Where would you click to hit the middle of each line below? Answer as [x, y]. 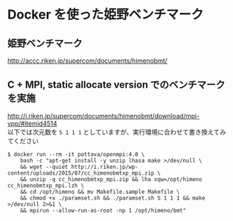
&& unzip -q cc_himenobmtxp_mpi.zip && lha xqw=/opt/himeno [111, 179]
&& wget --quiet [45, 167]
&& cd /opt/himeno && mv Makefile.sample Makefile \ [100, 192]
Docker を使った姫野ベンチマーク [106, 15]
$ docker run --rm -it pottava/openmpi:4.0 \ [76, 154]
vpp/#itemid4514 [32, 123]
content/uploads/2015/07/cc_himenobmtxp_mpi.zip [81, 173]
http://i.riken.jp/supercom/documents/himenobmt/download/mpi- [103, 115]
